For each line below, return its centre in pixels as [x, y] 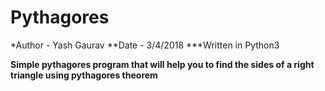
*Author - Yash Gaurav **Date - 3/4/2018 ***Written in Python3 [145, 45]
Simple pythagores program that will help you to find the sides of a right [162, 64]
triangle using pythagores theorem [84, 75]
